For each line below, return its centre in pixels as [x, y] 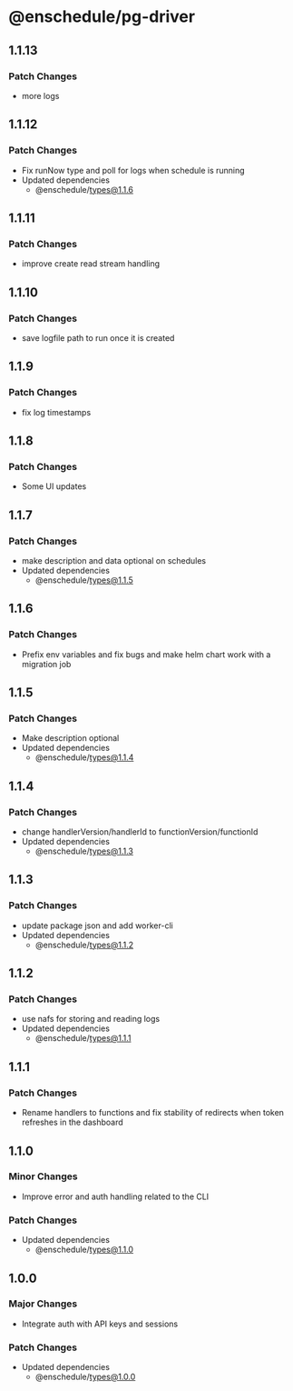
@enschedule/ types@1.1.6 [84, 189]
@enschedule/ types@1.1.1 [83, 1038]
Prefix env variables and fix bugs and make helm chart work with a [146, 654]
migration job [46, 664]
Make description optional [70, 738]
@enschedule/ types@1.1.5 [84, 580]
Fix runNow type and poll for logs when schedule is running [133, 170]
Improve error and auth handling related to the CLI [115, 1196]
